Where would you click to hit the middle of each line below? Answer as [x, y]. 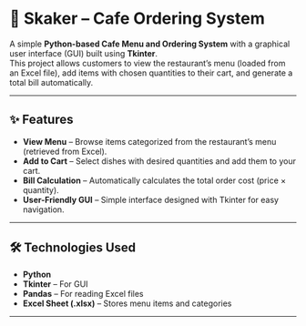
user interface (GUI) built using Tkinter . [83, 53]
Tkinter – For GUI [55, 284]
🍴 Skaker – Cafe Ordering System [138, 19]
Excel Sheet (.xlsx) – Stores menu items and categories [127, 303]
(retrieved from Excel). [65, 151]
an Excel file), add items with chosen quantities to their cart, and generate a [151, 73]
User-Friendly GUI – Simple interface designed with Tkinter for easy [151, 199]
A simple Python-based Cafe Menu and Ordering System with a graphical [150, 44]
